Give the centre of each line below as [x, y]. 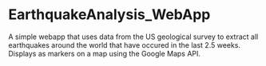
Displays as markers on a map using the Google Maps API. [105, 53]
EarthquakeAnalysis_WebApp [109, 15]
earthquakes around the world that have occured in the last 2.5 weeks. [125, 45]
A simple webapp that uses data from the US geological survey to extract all [133, 37]
